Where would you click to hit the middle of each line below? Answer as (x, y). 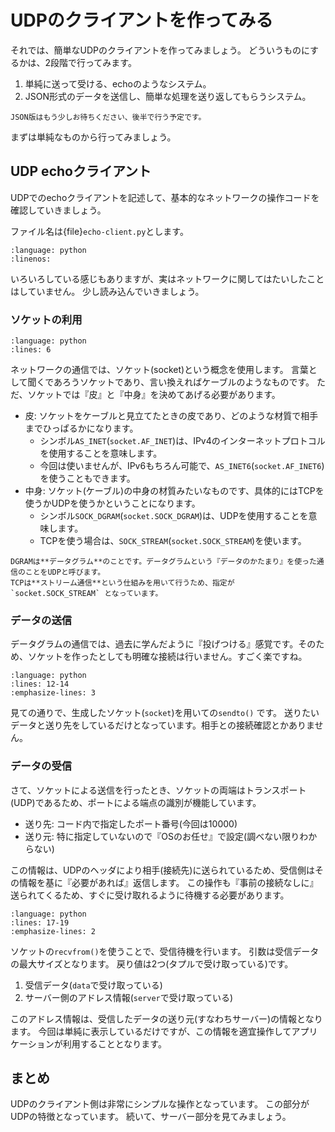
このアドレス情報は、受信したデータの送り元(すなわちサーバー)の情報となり (166, 1018)
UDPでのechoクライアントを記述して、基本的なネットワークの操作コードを (165, 197)
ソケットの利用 (46, 319)
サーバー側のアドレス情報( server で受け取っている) (129, 997)
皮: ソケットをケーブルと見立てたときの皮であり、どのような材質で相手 (171, 416)
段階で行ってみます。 (93, 62)
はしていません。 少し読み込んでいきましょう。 (107, 291)
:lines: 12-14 (40, 684)
